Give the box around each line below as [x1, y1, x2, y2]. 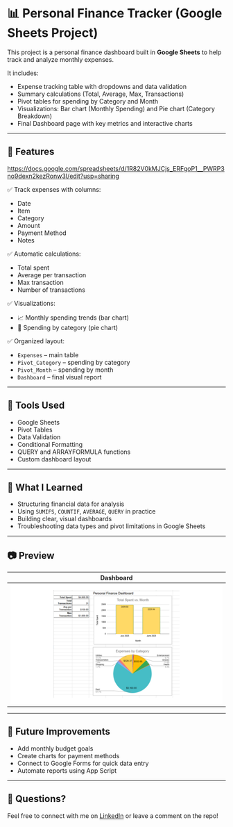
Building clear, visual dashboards [17, 515, 112, 523]
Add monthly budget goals [17, 744, 94, 753]
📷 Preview [7, 550, 55, 562]
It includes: [7, 69, 39, 77]
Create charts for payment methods [17, 751, 120, 760]
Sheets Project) [7, 25, 98, 41]
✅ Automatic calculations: [7, 249, 81, 258]
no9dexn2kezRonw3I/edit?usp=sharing [7, 172, 120, 180]
